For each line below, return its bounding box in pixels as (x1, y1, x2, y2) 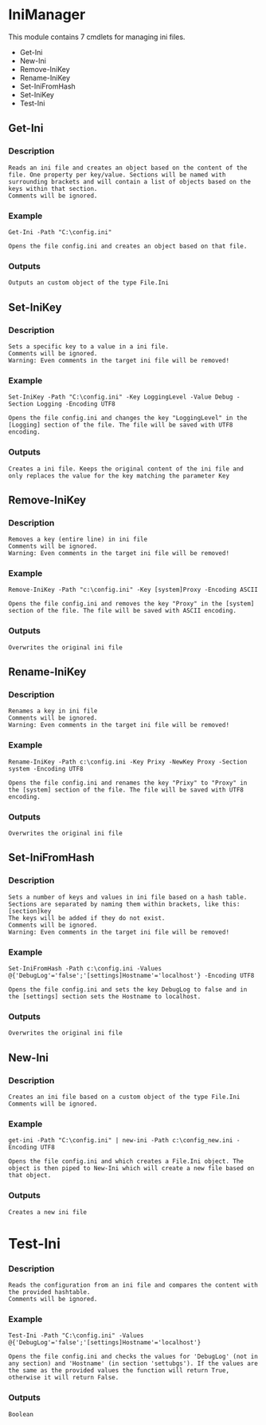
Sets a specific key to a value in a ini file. (8, 342, 170, 351)
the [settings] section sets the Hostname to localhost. (8, 993, 201, 1001)
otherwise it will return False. (8, 1374, 119, 1382)
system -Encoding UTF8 (8, 764, 84, 772)
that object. (8, 1172, 52, 1180)
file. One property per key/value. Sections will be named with (8, 170, 226, 179)
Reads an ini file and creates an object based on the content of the (8, 164, 248, 172)
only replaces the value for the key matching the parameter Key (8, 471, 229, 480)
